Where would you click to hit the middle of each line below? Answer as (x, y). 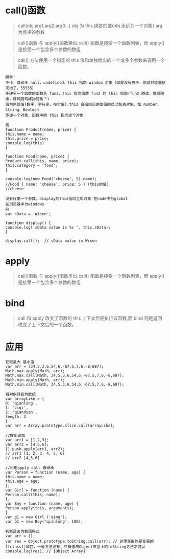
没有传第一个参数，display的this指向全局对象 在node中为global (67, 198)
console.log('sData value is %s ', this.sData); (58, 227)
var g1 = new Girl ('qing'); (36, 517)
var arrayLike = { (25, 399)
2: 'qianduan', (21, 412)
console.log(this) (25, 143)
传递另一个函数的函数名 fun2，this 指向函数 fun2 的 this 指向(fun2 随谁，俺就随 (85, 93)
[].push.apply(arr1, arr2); (35, 449)
